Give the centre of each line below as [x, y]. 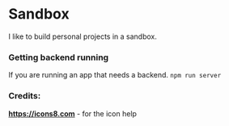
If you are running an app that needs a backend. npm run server [115, 75]
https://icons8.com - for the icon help [73, 113]
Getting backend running [59, 57]
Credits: [25, 96]
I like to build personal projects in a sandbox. [83, 36]
